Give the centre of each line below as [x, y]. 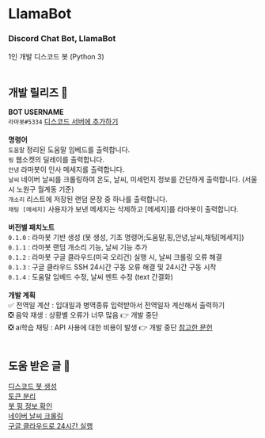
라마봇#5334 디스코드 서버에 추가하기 [63, 122]
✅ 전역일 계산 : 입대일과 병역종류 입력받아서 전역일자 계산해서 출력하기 [117, 305]
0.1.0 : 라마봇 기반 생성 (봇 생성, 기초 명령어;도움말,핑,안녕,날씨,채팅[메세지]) [126, 238]
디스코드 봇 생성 [33, 387]
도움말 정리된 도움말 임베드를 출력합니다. [69, 150]
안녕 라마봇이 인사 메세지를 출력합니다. [66, 169]
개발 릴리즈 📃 [38, 92]
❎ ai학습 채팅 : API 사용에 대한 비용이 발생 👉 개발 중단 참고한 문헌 [111, 328]
